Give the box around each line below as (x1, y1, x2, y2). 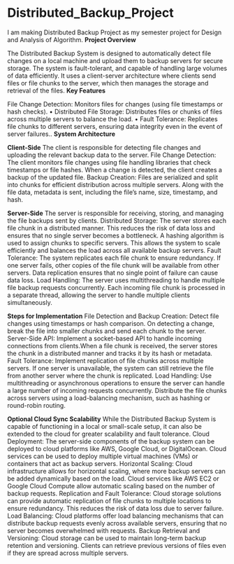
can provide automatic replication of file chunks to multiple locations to (7, 496, 212, 505)
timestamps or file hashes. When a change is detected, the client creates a (7, 165, 222, 174)
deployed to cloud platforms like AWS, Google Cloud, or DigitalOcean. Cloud (7, 444, 227, 453)
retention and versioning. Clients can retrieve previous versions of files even (7, 541, 227, 549)
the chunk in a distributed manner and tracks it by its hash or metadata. (7, 349, 213, 357)
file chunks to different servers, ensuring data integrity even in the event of (7, 122, 223, 130)
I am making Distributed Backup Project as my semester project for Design (7, 28, 222, 36)
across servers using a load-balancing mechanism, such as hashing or (7, 394, 211, 402)
